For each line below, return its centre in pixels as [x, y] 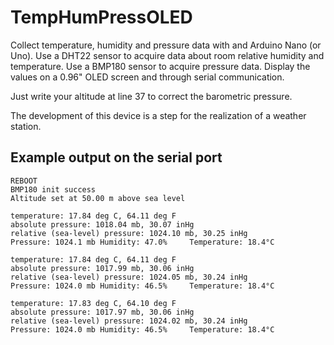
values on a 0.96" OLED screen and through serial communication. [147, 77]
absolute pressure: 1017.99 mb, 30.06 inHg [102, 268]
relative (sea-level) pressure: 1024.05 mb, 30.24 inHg [129, 277]
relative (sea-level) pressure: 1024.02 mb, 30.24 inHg [129, 321]
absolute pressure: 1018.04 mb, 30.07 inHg [102, 224]
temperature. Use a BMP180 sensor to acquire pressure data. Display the [160, 66]
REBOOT [24, 181]
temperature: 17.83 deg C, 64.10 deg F [93, 303]
